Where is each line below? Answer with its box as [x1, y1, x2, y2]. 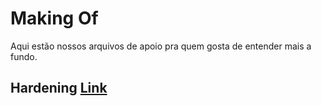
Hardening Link [10, 80, 108, 97]
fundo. [10, 50, 38, 62]
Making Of [10, 7, 99, 30]
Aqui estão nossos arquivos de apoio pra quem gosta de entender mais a [10, 40, 312, 52]
